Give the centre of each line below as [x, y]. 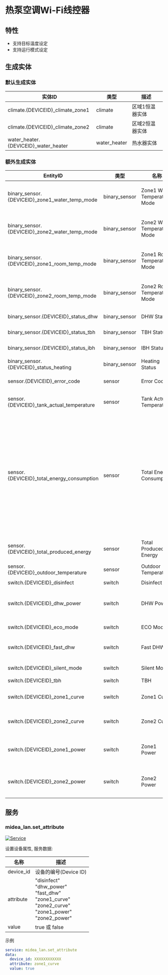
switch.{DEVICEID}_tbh [34, 680]
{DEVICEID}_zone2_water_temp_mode [52, 231]
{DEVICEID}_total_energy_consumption [53, 478]
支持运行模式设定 [30, 50]
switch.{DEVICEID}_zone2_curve [46, 721]
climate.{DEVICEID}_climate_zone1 [48, 110]
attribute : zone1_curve [34, 964]
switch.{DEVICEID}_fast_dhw [41, 647]
